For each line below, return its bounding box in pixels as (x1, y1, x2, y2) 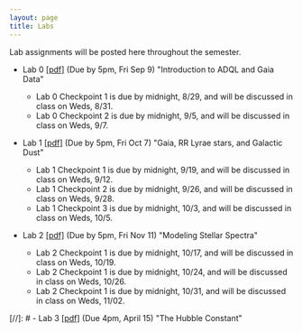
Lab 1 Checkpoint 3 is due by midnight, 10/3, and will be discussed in (35, 202, 292, 213)
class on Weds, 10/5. (35, 212, 113, 223)
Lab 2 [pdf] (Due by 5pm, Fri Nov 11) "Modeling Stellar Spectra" (22, 229, 259, 240)
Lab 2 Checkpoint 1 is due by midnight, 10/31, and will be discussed (35, 285, 287, 296)
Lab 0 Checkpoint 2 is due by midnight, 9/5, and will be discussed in (35, 110, 290, 121)
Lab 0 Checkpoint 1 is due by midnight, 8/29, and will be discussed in (35, 91, 294, 102)
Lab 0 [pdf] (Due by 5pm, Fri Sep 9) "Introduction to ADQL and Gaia (22, 64, 275, 75)
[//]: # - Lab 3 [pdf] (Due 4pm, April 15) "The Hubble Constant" (9, 312, 243, 323)
